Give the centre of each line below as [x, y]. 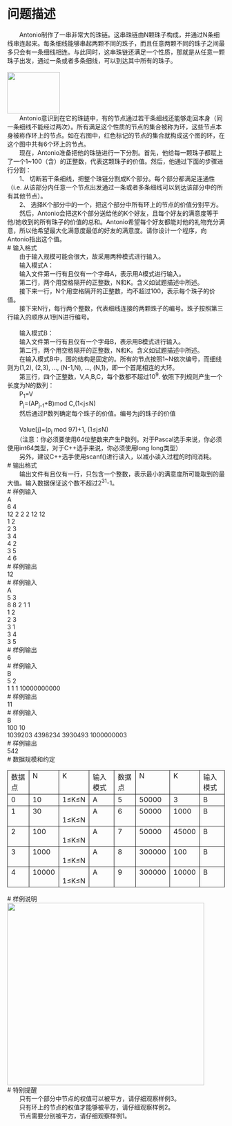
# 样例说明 [22, 898]
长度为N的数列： [31, 385]
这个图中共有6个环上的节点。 [48, 144]
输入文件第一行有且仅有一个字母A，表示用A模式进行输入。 [102, 273]
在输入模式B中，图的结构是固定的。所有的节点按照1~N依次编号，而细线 [120, 359]
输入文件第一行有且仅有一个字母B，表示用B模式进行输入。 [102, 341]
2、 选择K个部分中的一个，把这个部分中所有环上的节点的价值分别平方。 [120, 204]
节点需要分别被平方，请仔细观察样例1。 [75, 1116]
